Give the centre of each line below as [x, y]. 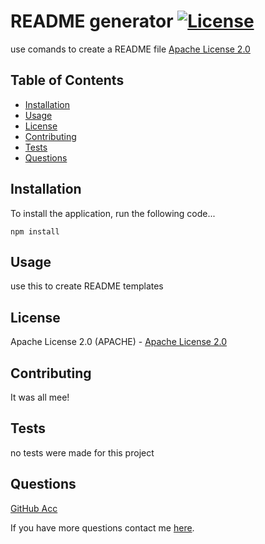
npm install [35, 231]
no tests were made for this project [82, 452]
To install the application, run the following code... [113, 213]
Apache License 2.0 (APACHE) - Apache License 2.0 [119, 342]
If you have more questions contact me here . [102, 527]
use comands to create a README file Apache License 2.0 [130, 49]
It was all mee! [40, 397]
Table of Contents [67, 80]
